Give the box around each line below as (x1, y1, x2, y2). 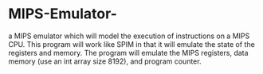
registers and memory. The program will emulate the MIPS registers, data (8, 48, 249, 57)
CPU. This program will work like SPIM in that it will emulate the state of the (8, 39, 255, 49)
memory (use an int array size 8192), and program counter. (8, 56, 202, 66)
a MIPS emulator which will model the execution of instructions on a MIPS (8, 31, 250, 41)
